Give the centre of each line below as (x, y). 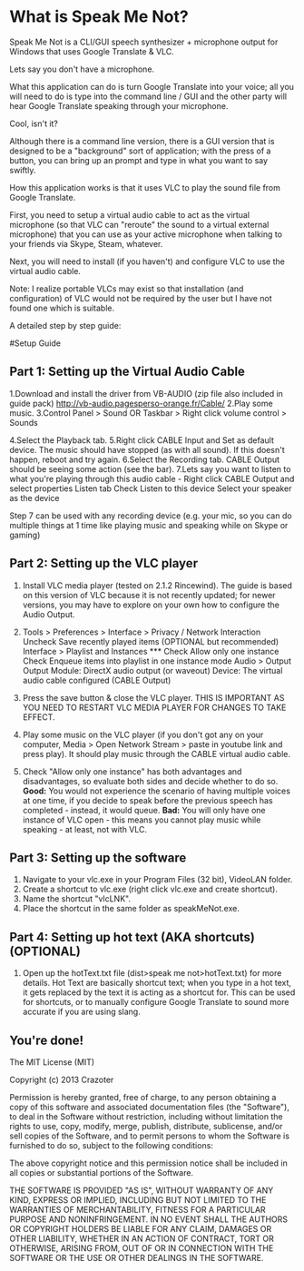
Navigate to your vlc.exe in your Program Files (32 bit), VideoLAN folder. (157, 880)
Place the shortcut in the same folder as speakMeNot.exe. (131, 909)
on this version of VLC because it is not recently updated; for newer (149, 595)
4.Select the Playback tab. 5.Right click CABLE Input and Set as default (142, 440)
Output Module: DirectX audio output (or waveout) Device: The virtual (152, 670)
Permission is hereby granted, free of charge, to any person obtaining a (143, 1097)
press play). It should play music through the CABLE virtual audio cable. (157, 754)
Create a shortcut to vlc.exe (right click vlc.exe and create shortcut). (150, 889)
